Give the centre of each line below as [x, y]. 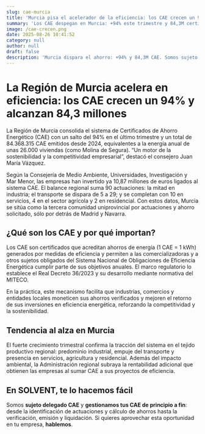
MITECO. [18, 280]
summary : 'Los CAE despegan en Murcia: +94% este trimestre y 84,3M [95, 23]
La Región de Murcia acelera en [87, 88]
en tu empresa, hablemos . [40, 424]
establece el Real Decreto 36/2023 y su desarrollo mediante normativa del [100, 273]
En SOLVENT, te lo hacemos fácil [70, 390]
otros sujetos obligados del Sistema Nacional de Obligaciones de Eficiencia [101, 261]
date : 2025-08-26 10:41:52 [41, 35]
